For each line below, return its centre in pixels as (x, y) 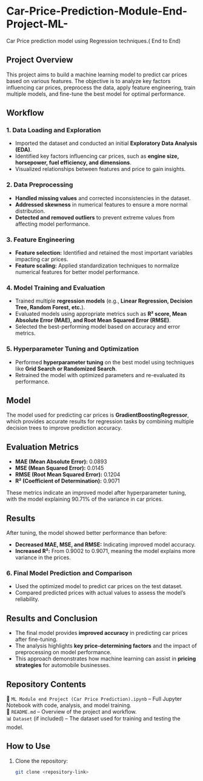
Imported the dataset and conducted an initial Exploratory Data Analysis (106, 143)
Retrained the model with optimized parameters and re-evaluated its (100, 375)
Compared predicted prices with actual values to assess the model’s (100, 593)
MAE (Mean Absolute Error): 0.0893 (61, 461)
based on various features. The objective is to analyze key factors (88, 81)
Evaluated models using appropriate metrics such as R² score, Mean (101, 314)
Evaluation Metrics (42, 447)
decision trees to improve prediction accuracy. (64, 428)
